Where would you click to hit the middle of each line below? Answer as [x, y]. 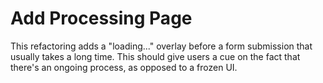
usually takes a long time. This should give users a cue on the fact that [155, 56]
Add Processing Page [101, 18]
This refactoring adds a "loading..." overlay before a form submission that [161, 46]
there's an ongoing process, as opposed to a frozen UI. [124, 67]
